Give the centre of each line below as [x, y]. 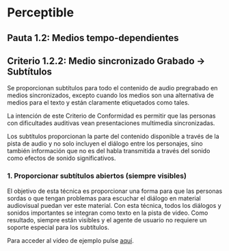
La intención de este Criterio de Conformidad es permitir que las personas [111, 116]
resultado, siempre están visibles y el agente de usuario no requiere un [107, 220]
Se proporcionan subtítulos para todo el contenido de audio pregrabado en [112, 88]
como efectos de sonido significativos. [62, 158]
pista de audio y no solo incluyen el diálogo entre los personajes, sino [105, 144]
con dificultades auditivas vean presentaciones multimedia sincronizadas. [111, 123]
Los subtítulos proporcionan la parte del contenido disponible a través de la [113, 136]
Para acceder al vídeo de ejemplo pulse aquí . [71, 240]
